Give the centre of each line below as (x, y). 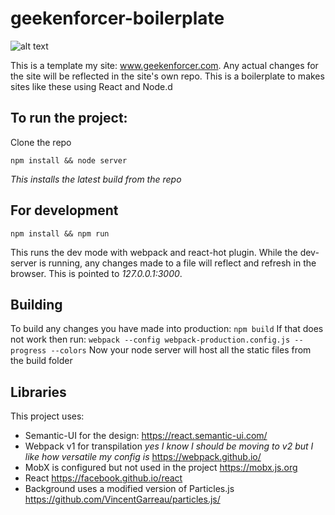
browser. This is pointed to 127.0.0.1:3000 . (96, 273)
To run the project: (69, 118)
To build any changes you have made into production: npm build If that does (167, 329)
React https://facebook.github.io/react (103, 478)
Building (36, 304)
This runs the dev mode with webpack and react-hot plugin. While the (154, 252)
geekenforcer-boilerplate (117, 18)
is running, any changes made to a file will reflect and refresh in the (178, 263)
